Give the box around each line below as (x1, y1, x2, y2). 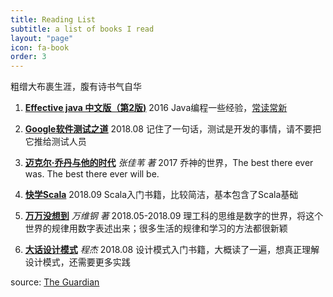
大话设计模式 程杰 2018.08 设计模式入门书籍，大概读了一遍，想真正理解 (24, 244, 320, 256)
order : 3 (10, 52, 47, 62)
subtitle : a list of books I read (10, 24, 155, 34)
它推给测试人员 (24, 136, 87, 148)
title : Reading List (10, 14, 97, 25)
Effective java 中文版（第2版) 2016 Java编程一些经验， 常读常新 (24, 102, 288, 114)
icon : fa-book (10, 42, 70, 53)
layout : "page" (10, 33, 74, 43)
